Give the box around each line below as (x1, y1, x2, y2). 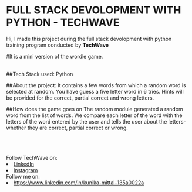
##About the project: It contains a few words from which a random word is (6, 81, 186, 88)
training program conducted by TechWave (6, 42, 109, 49)
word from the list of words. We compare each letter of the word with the (6, 112, 183, 119)
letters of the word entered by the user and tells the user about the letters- (6, 118, 186, 125)
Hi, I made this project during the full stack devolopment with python (6, 35, 172, 42)
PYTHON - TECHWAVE (6, 16, 120, 29)
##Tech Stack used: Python (6, 70, 73, 77)
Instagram (14, 166, 38, 173)
